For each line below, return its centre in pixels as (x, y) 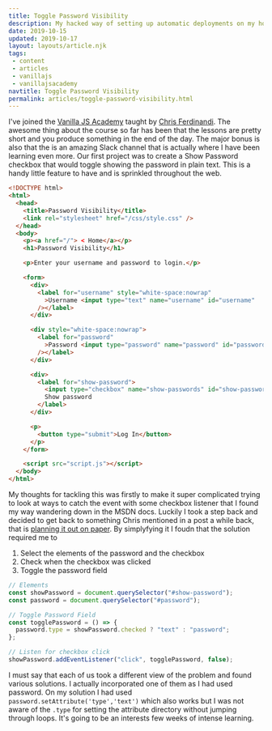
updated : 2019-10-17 (43, 38)
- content (28, 62)
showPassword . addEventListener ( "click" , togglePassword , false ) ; (121, 660)
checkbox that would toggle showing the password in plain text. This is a (130, 165)
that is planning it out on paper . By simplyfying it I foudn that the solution (130, 529)
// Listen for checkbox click (59, 652)
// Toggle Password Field (52, 615)
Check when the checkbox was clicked (85, 562)
